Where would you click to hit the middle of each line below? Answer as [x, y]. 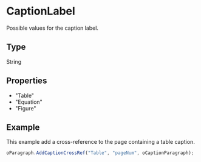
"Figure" [26, 108]
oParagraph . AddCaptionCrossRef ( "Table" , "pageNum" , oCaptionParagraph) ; [100, 153]
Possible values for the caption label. [53, 28]
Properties [27, 81]
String [14, 61]
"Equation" [29, 102]
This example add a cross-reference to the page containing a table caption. [101, 142]
